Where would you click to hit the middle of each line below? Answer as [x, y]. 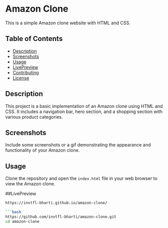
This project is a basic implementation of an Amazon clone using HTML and [84, 106]
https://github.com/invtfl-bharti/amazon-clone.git [61, 217]
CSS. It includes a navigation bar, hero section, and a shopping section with [84, 111]
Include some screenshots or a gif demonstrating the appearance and [78, 145]
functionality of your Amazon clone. [43, 150]
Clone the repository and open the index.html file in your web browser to [81, 178]
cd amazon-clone [22, 221]
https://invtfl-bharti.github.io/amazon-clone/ [56, 203]
